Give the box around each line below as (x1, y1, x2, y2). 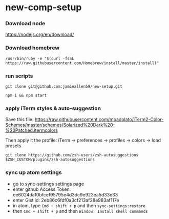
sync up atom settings (5, 169, 62, 176)
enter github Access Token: (12, 186, 71, 192)
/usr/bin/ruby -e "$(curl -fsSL (5, 56, 74, 61)
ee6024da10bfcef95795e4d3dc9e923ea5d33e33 (12, 191, 118, 197)
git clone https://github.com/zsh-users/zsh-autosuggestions (5, 153, 139, 158)
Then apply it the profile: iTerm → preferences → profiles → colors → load (5, 137, 161, 144)
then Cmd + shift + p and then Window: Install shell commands (12, 208, 148, 214)
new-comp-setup (5, 2, 82, 13)
